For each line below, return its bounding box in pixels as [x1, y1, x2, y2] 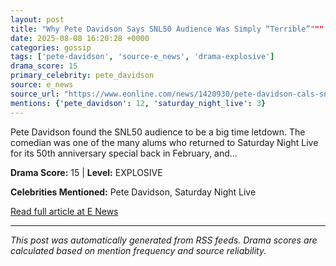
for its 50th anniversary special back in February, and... [10, 147, 238, 159]
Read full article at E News [10, 205, 119, 217]
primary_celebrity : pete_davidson [10, 71, 155, 81]
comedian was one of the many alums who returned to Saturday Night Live [10, 136, 319, 148]
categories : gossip [10, 42, 92, 53]
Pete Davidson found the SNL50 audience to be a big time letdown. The [10, 126, 306, 138]
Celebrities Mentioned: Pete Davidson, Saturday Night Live [10, 186, 257, 198]
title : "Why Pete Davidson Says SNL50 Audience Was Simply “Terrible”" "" [10, 24, 325, 34]
